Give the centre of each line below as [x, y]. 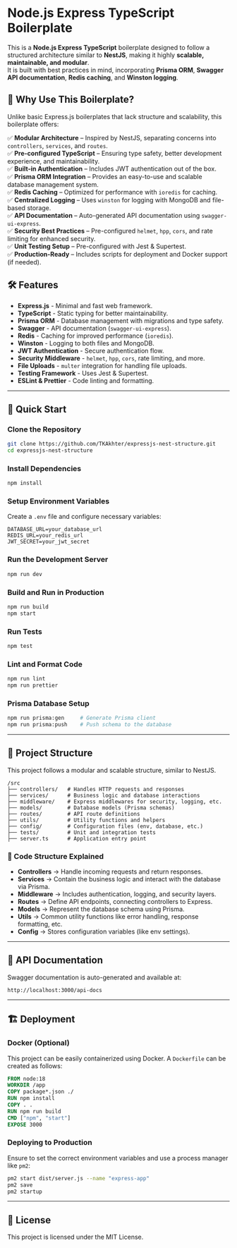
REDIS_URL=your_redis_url [45, 536]
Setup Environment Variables [59, 501]
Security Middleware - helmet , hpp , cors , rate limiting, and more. [111, 358]
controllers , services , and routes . [57, 145]
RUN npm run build [34, 1111]
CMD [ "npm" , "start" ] [39, 1118]
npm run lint [26, 679]
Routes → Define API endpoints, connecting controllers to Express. [115, 902]
